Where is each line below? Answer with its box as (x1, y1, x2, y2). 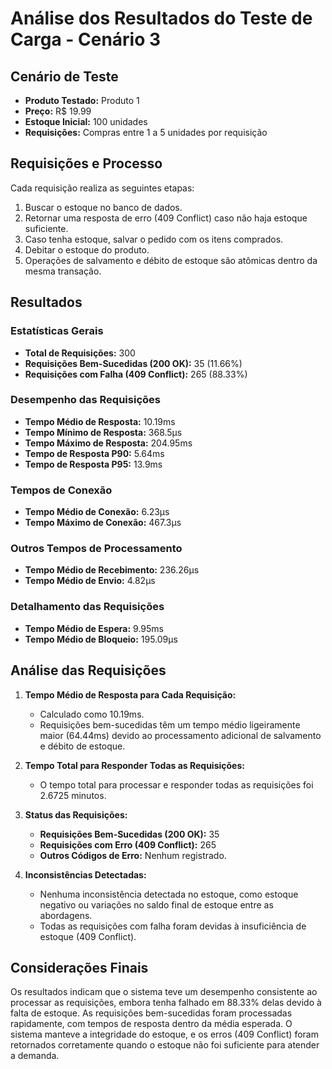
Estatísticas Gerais (10, 324, 104, 338)
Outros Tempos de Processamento (10, 542, 183, 556)
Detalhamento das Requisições (10, 600, 165, 614)
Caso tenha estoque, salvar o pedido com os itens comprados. (24, 233, 284, 245)
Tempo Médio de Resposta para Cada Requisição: (24, 688, 237, 701)
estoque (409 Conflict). (39, 930, 137, 942)
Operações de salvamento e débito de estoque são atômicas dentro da (24, 254, 318, 266)
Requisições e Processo (10, 155, 163, 172)
